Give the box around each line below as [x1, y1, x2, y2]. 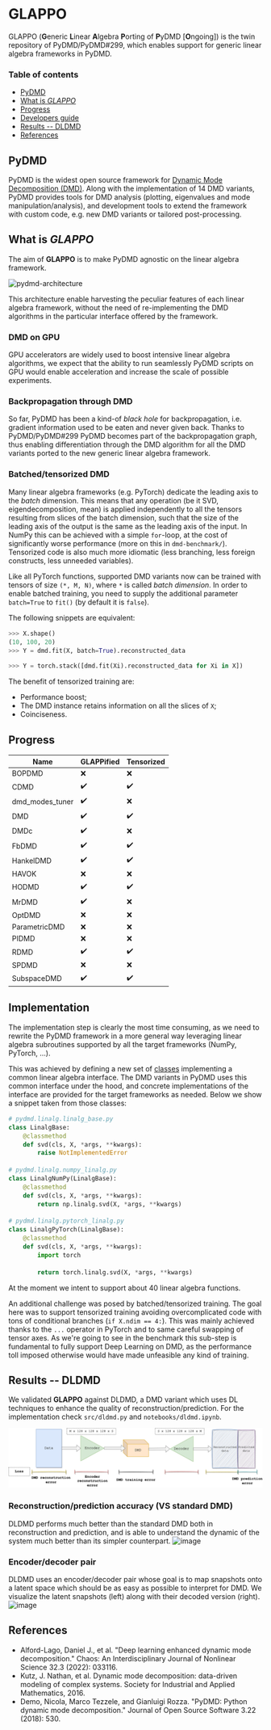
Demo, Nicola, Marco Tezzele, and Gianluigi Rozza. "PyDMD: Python [19, 1696, 248, 1706]
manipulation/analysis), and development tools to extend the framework [8, 201, 248, 211]
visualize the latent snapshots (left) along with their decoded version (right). [8, 1592, 261, 1602]
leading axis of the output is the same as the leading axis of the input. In [8, 521, 248, 531]
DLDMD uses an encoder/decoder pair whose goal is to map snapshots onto [8, 1575, 263, 1585]
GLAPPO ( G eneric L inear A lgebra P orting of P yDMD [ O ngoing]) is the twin [8, 32, 256, 41]
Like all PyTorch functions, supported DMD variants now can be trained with [8, 571, 261, 581]
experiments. [8, 376, 52, 385]
